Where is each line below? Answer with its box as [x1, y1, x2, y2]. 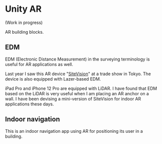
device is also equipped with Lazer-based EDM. [5, 76, 101, 82]
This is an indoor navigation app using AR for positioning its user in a [5, 128, 143, 134]
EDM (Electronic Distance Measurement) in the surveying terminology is [5, 56, 150, 62]
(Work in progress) [5, 20, 43, 25]
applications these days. [5, 101, 54, 107]
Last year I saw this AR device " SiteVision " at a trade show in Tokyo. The [5, 71, 151, 77]
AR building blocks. [5, 29, 44, 35]
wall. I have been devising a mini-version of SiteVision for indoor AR [5, 96, 142, 102]
